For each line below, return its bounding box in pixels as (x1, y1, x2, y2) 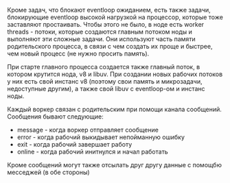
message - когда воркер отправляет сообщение (16, 126, 159, 134)
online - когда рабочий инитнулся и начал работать (16, 147, 168, 156)
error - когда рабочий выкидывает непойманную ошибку (16, 133, 185, 141)
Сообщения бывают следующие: (7, 112, 104, 121)
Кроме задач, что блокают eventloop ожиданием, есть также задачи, (7, 6, 211, 14)
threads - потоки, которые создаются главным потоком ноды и (7, 27, 192, 36)
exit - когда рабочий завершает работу (16, 141, 133, 148)
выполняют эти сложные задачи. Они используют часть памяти (7, 35, 196, 43)
